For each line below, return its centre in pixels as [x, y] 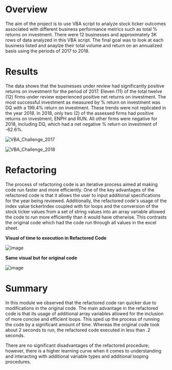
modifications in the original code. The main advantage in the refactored [82, 308]
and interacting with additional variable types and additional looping [77, 356]
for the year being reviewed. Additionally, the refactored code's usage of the [86, 201]
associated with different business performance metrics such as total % [81, 29]
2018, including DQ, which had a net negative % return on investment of [81, 124]
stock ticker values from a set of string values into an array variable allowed [85, 211]
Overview [26, 9]
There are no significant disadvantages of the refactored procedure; [78, 345]
